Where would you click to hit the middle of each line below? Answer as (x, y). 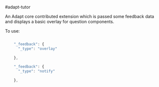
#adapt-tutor (18, 7)
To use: (13, 31)
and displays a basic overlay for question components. (60, 22)
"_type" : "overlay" (37, 49)
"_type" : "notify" (36, 71)
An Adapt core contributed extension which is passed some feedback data (79, 16)
